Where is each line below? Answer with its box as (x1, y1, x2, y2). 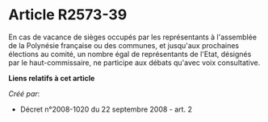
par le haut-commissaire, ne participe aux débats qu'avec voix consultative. (8, 58, 261, 67)
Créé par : (8, 88, 40, 98)
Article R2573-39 (8, 6, 128, 24)
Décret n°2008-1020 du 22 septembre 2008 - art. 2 (19, 104, 192, 114)
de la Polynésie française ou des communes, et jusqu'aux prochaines (8, 40, 240, 50)
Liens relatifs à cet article (8, 73, 95, 83)
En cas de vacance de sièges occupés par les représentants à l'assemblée (8, 32, 257, 42)
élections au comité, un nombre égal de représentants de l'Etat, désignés (8, 49, 252, 59)
